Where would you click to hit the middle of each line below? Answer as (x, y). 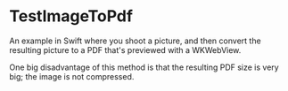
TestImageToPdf (71, 16)
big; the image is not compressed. (72, 76)
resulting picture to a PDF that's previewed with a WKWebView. (125, 49)
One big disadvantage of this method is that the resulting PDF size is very (144, 67)
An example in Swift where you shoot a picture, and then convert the (135, 41)
